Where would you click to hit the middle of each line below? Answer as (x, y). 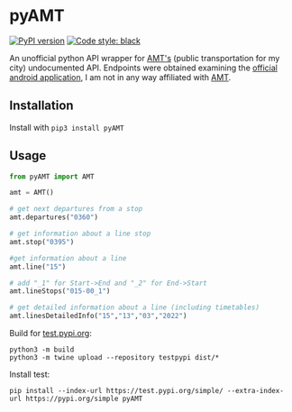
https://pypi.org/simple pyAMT (84, 399)
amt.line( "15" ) (38, 267)
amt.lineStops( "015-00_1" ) (60, 291)
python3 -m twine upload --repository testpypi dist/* (114, 358)
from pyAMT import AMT (52, 177)
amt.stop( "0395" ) (42, 242)
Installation (41, 106)
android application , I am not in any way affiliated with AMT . (120, 77)
